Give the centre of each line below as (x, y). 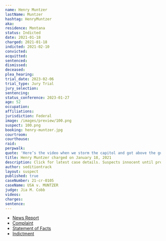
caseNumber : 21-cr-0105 (30, 181)
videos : (13, 194)
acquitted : (16, 56)
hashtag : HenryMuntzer (28, 19)
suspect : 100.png (23, 125)
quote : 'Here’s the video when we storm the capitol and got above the (80, 153)
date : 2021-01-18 (23, 38)
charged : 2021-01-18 (26, 42)
